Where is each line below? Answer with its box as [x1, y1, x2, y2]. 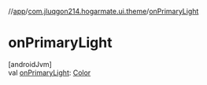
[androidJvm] [8, 59, 53, 69]
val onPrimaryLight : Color [8, 68, 91, 77]
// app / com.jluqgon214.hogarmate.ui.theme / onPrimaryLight [8, 7, 199, 16]
